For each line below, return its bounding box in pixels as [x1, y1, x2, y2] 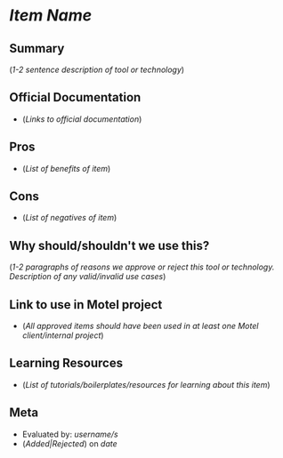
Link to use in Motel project [9, 297, 163, 312]
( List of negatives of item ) [21, 213, 117, 223]
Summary [9, 41, 65, 56]
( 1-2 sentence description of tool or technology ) [9, 64, 185, 75]
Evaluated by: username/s [21, 429, 118, 439]
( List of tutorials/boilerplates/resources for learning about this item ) [21, 379, 271, 390]
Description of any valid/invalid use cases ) [9, 271, 166, 282]
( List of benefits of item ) [21, 163, 111, 173]
